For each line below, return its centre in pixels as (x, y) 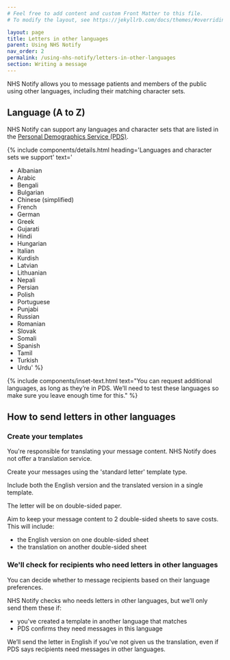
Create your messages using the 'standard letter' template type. (97, 472)
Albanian (29, 170)
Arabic (26, 178)
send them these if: (34, 608)
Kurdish (28, 258)
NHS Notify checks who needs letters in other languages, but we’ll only (107, 600)
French (27, 207)
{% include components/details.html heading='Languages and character (110, 150)
